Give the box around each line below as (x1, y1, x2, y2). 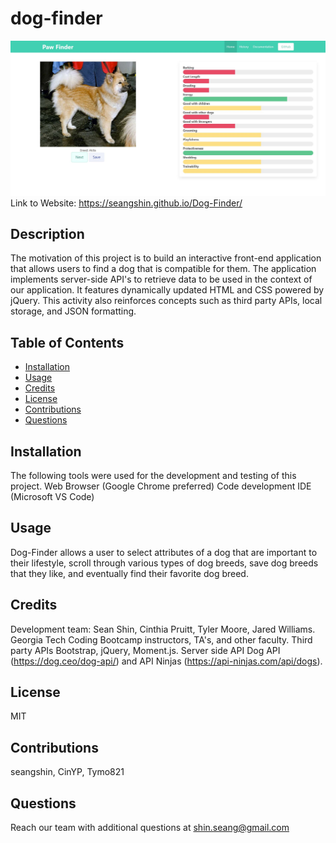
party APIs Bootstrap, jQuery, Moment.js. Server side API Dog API (10, 644, 281, 656)
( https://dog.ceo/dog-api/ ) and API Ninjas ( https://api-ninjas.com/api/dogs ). (10, 655, 323, 667)
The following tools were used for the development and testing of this (10, 469, 297, 481)
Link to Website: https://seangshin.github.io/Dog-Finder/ (10, 197, 243, 209)
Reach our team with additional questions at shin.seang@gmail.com (10, 822, 290, 833)
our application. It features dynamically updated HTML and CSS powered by (10, 284, 325, 296)
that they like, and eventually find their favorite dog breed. (10, 567, 249, 579)
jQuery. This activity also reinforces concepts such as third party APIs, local (10, 295, 323, 307)
